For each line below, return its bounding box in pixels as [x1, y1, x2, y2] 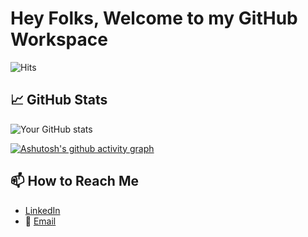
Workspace [10, 28, 108, 51]
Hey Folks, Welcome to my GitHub [10, 7, 298, 30]
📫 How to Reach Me [10, 173, 139, 190]
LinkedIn [24, 204, 61, 216]
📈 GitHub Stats [10, 92, 108, 109]
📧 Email [24, 215, 57, 227]
